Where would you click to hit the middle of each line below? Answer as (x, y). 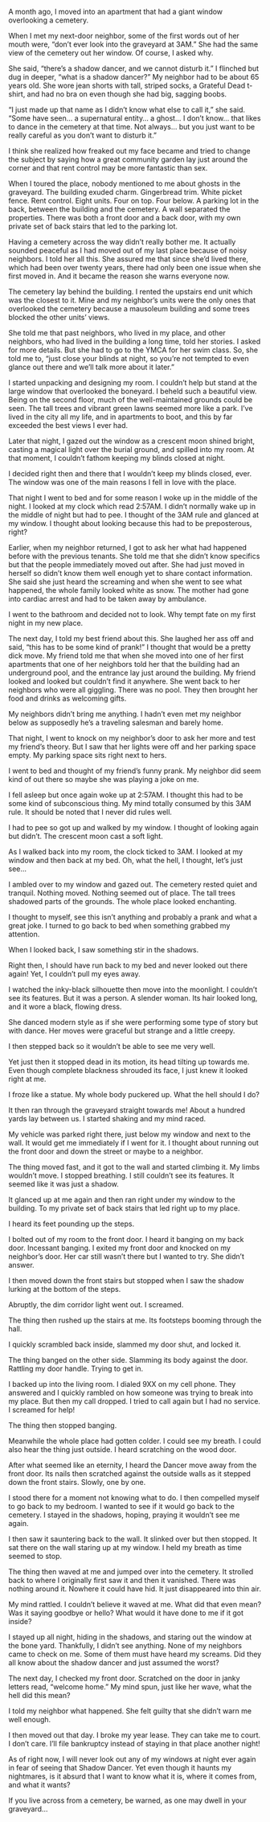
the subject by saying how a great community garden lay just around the (128, 159)
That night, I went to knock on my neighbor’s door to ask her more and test (132, 738)
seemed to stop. (35, 1556)
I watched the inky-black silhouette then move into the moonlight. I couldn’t (133, 989)
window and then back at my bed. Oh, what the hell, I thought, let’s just (126, 860)
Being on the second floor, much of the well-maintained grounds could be (131, 400)
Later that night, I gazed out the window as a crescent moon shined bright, (132, 441)
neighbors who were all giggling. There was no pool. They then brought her (133, 690)
